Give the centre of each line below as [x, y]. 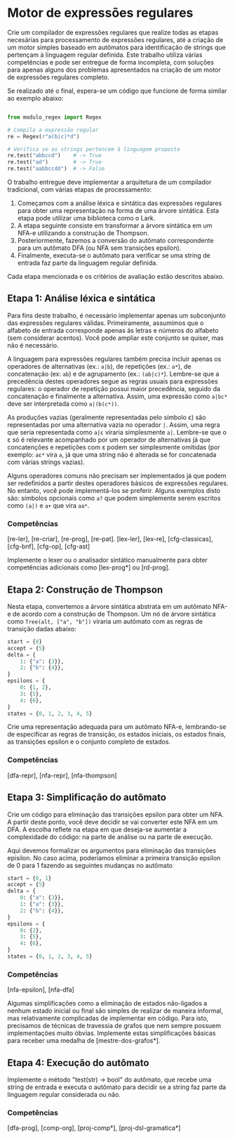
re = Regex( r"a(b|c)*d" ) [43, 136]
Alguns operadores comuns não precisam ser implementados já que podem [117, 475]
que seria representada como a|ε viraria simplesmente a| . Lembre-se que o [117, 432]
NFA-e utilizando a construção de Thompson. [83, 233]
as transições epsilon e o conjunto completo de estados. [89, 742]
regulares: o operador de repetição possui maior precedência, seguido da [114, 388]
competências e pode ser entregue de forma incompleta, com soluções [110, 62]
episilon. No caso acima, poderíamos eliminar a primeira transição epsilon [114, 857]
